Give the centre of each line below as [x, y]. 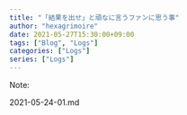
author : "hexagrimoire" [54, 26]
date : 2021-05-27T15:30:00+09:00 [72, 34]
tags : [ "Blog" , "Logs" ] [54, 43]
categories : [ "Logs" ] [50, 51]
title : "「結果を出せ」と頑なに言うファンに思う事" [94, 18]
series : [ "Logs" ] [42, 59]
